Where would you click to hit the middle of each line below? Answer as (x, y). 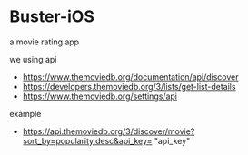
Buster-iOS (52, 17)
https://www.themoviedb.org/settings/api (99, 96)
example (25, 113)
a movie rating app (45, 42)
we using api (33, 59)
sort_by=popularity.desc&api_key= (87, 140)
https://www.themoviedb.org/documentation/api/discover (130, 77)
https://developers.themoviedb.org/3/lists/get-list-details (129, 86)
